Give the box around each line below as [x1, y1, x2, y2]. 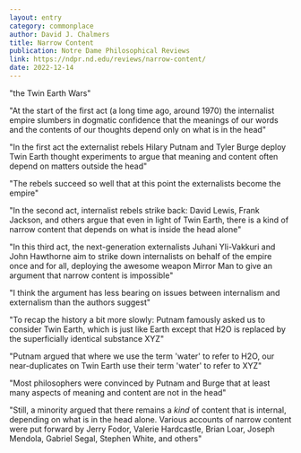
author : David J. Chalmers [9, 30, 110, 39]
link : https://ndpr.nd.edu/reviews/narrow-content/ [9, 55, 206, 64]
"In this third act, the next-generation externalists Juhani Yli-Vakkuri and [9, 241, 276, 252]
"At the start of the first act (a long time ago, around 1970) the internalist [9, 105, 275, 116]
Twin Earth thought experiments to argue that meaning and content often [9, 151, 279, 161]
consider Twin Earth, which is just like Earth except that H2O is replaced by [9, 324, 287, 335]
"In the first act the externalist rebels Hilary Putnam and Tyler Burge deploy [9, 141, 287, 152]
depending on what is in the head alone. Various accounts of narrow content [9, 414, 292, 424]
